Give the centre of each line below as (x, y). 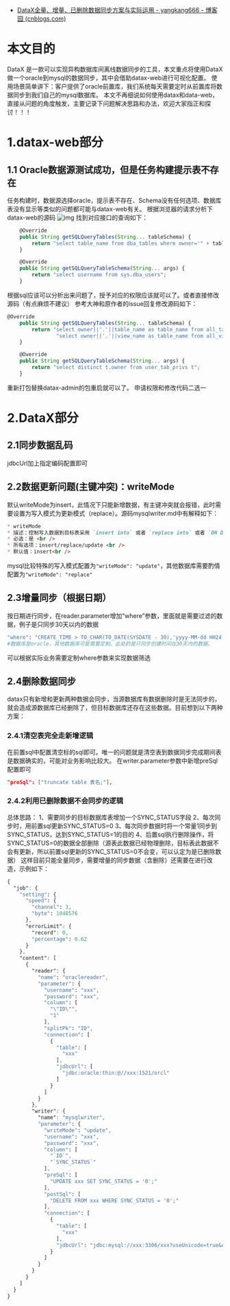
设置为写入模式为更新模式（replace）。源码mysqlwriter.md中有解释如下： (116, 513)
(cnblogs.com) (46, 19)
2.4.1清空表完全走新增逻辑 (50, 736)
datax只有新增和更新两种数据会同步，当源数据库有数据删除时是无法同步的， (114, 699)
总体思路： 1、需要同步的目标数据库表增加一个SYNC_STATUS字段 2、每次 (111, 817)
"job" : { (26, 888)
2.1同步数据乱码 (40, 446)
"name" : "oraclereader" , (73, 977)
